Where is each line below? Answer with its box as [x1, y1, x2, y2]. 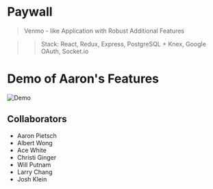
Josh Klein [16, 175, 47, 183]
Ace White [16, 146, 47, 154]
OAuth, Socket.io [40, 47, 89, 55]
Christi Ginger [16, 153, 57, 161]
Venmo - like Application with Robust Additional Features [23, 27, 185, 35]
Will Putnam [16, 160, 51, 169]
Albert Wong [16, 139, 53, 147]
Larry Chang [16, 168, 53, 176]
